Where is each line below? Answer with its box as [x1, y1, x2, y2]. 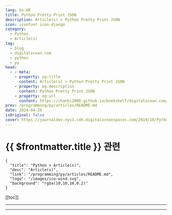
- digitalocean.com [10, 50, 52, 55]
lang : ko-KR [5, 7, 31, 13]
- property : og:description [14, 84, 74, 89]
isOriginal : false [5, 112, 45, 118]
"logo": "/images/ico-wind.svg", [10, 176, 81, 181]
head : [5, 65, 17, 70]
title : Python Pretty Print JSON [5, 12, 77, 17]
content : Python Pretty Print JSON [18, 88, 95, 94]
